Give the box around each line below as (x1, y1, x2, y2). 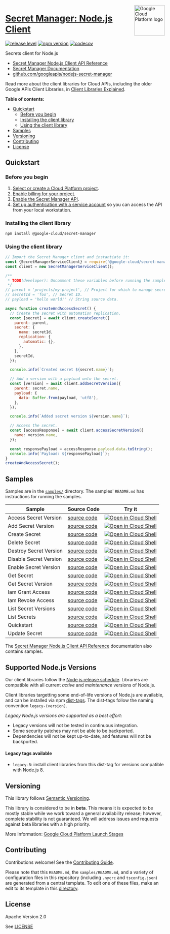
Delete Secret (8, 539, 40, 546)
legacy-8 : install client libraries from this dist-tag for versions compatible (12, 762, 164, 768)
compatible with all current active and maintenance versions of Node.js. (5, 682, 156, 688)
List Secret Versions (8, 605, 56, 612)
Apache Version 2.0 (5, 913, 47, 920)
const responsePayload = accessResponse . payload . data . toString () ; (10, 446, 153, 451)
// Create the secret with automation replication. (10, 311, 121, 316)
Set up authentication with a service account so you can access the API (12, 201, 162, 207)
